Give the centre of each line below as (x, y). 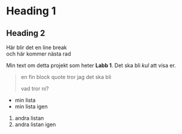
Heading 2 (26, 33)
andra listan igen (35, 124)
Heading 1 (31, 11)
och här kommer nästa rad (39, 54)
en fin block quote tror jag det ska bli (66, 77)
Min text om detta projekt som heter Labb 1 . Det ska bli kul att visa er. (91, 65)
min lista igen (31, 106)
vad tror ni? (35, 89)
